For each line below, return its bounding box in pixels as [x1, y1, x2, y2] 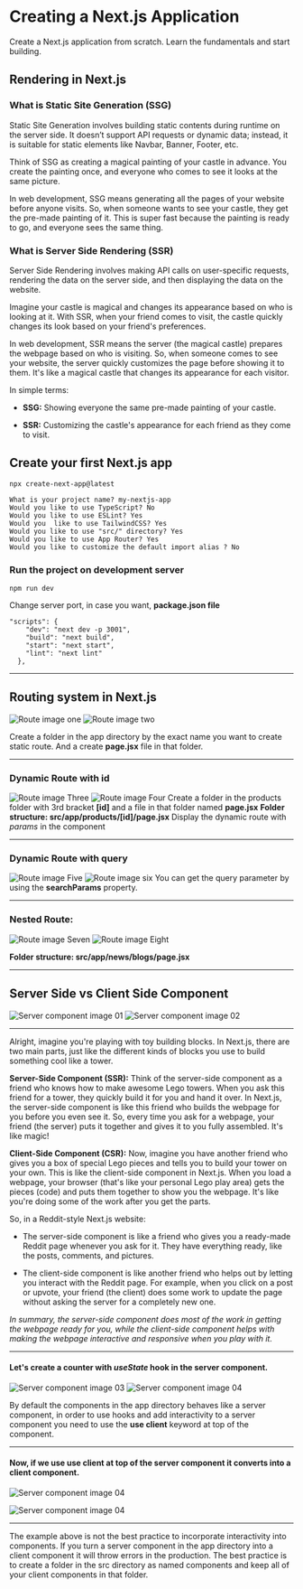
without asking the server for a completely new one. [22, 1296, 216, 1307]
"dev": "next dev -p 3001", [25, 625, 131, 634]
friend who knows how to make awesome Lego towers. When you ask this [9, 1082, 286, 1093]
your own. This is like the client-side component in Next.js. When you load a [9, 1167, 291, 1178]
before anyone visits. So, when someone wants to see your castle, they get [9, 202, 289, 213]
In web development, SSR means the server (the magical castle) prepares [9, 338, 283, 349]
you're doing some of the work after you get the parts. [9, 1195, 211, 1207]
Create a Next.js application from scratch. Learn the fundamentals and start [9, 36, 290, 47]
